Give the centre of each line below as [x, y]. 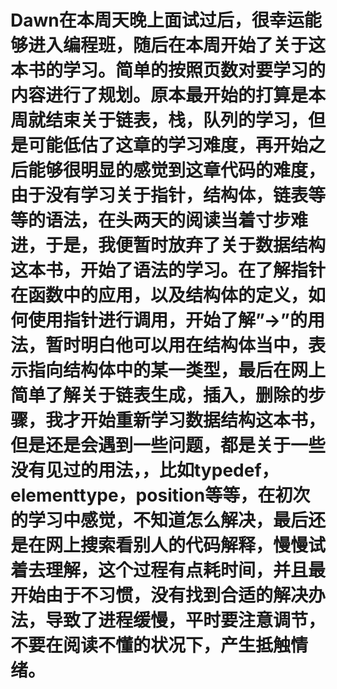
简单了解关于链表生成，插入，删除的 [159, 395]
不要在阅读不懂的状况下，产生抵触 [151, 645]
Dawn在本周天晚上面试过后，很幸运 [157, 20]
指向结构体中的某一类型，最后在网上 [177, 370]
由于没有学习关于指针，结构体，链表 [159, 195]
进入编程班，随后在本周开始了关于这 [177, 45]
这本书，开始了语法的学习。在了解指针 [168, 270]
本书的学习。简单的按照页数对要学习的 [168, 70]
